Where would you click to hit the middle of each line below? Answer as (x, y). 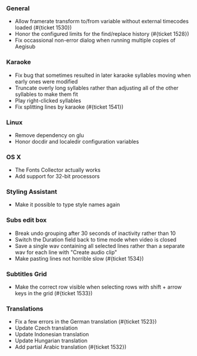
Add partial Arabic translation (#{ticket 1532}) (70, 347)
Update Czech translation (46, 328)
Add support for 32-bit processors (57, 177)
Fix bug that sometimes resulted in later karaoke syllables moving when (103, 75)
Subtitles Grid (27, 274)
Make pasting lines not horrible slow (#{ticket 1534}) (79, 258)
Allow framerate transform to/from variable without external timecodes (102, 21)
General (18, 8)
